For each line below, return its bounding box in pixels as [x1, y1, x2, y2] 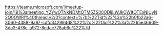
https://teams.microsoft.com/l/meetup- [5, 4, 84, 10]
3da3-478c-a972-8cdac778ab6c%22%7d [5, 25, 90, 31]
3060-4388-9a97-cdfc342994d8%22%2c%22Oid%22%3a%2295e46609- [5, 19, 159, 25]
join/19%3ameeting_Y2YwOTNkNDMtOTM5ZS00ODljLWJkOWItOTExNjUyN [5, 9, 158, 15]
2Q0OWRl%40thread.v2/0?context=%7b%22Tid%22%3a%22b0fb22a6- [5, 15, 153, 20]
